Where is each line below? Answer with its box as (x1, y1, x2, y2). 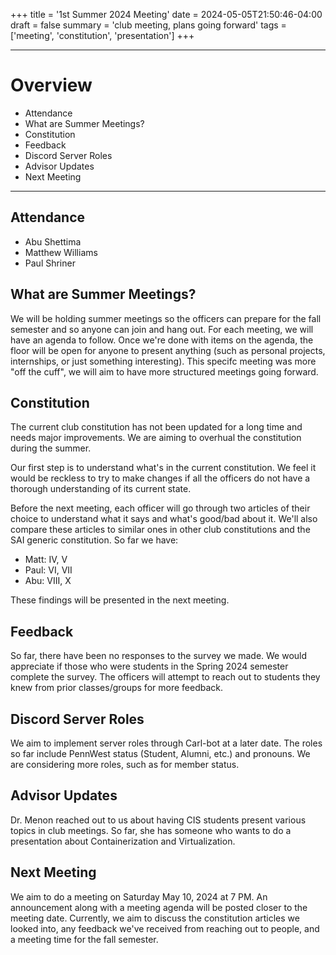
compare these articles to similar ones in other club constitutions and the (10, 524, 311, 536)
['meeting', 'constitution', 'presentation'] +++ (10, 30, 195, 41)
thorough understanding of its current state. (10, 483, 192, 495)
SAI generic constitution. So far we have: (10, 534, 179, 546)
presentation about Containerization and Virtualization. (10, 835, 236, 847)
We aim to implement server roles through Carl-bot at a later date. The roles (10, 737, 323, 749)
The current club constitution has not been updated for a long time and (10, 421, 303, 433)
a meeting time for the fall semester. (10, 933, 159, 945)
